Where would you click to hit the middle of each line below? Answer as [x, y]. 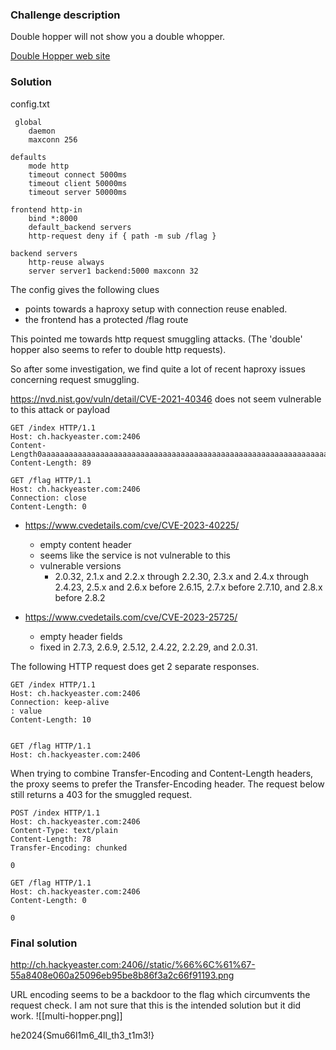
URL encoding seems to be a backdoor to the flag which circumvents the [160, 994]
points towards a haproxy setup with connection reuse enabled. [156, 309]
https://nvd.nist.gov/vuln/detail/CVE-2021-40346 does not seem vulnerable [166, 399]
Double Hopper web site [60, 56]
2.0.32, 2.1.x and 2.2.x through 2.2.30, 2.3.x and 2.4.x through [182, 576]
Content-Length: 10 [51, 719]
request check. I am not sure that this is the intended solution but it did [156, 1005]
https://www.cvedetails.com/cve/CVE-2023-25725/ [131, 617]
